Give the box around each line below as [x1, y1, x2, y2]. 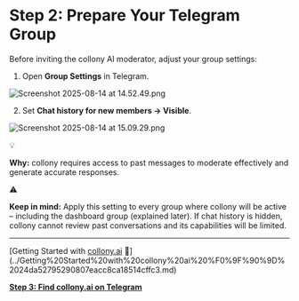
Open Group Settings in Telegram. [21, 70, 149, 81]
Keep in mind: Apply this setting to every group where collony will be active [9, 201, 287, 211]
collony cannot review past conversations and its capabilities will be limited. [9, 219, 287, 231]
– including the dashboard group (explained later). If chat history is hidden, [9, 210, 283, 221]
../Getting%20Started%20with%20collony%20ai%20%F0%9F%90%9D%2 [9, 255, 286, 265]
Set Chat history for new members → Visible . [21, 105, 192, 115]
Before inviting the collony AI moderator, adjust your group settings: [9, 53, 258, 64]
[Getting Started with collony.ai [9, 245, 123, 256]
